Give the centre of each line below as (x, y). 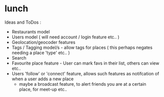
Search (19, 58)
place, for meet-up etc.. (43, 89)
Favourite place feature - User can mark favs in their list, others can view (85, 63)
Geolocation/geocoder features (43, 42)
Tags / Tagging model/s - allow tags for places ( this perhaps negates (82, 47)
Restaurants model (31, 32)
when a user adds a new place (43, 79)
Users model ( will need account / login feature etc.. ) (66, 37)
